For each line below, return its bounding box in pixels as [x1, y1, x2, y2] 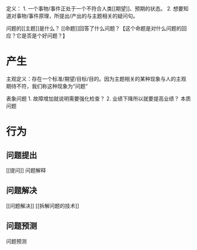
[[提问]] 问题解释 [6, 166, 46, 174]
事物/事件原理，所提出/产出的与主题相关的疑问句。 [16, 12, 139, 19]
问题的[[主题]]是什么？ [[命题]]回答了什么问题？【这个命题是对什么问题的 [6, 25, 182, 32]
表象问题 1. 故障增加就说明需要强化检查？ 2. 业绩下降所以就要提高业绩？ [6, 95, 180, 102]
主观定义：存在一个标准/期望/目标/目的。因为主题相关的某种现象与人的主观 [6, 75, 186, 82]
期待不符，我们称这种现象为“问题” [6, 83, 88, 90]
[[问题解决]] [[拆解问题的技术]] [6, 202, 79, 209]
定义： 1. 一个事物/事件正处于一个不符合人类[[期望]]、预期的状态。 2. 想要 [6, 5, 184, 12]
